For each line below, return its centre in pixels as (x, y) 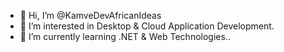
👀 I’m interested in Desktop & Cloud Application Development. (147, 26)
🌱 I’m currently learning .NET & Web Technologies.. (125, 36)
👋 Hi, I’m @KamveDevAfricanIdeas (90, 15)
